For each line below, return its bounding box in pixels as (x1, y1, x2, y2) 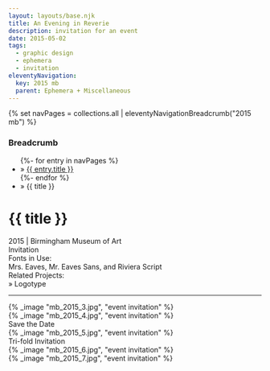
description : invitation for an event (8, 27, 138, 35)
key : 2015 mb (15, 79, 59, 87)
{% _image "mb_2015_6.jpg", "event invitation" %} (8, 344, 174, 354)
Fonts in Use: (8, 253, 52, 262)
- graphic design (15, 49, 74, 57)
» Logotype (8, 278, 47, 288)
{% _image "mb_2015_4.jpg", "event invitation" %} (8, 311, 174, 320)
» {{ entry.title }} (19, 164, 74, 174)
